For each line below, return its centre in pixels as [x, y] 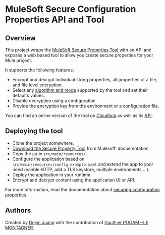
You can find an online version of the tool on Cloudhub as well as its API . [79, 116]
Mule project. [19, 60]
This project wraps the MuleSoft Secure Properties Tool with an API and [79, 50]
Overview [21, 38]
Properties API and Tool [55, 20]
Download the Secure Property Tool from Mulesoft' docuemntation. [81, 148]
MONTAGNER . [20, 228]
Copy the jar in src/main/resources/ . [50, 153]
